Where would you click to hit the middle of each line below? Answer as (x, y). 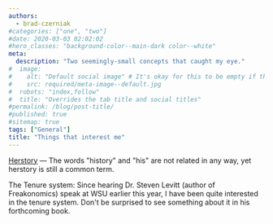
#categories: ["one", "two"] (58, 31)
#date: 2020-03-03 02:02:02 (56, 39)
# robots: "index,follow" (54, 92)
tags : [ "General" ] (39, 130)
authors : (23, 16)
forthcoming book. (39, 211)
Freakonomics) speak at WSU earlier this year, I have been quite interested (133, 193)
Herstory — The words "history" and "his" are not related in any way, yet (130, 160)
